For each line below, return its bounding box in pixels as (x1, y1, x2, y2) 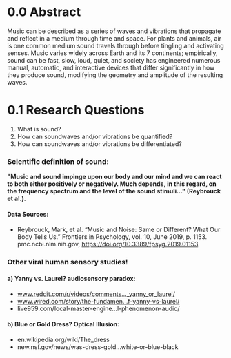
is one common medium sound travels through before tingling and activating (7, 41, 224, 50)
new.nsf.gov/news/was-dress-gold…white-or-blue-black (17, 342, 179, 351)
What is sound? (17, 125, 62, 133)
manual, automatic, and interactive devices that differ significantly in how (7, 63, 215, 72)
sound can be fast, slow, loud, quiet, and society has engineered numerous (7, 56, 221, 64)
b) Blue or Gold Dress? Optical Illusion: (7, 320, 119, 328)
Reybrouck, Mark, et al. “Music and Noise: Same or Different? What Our (17, 225, 221, 234)
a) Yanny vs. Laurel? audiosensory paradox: (7, 274, 136, 282)
